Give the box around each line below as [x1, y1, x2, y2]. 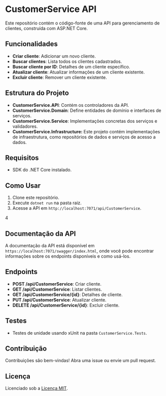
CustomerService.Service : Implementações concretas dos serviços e [12, 118, 158, 124]
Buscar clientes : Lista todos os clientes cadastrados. [12, 58, 122, 64]
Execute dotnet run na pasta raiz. [12, 200, 82, 206]
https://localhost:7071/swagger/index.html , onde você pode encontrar [5, 248, 154, 254]
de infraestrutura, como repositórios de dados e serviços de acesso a [12, 134, 156, 140]
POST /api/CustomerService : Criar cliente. [12, 281, 102, 287]
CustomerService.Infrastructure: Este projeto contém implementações [12, 128, 161, 134]
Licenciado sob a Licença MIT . [5, 386, 68, 392]
